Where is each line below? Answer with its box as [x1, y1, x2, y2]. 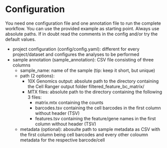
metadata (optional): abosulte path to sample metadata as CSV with [20, 126, 160, 132]
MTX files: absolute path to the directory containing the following [27, 89, 162, 95]
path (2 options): [20, 72, 55, 79]
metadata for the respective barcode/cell [20, 137, 105, 143]
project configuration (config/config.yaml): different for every [12, 46, 140, 52]
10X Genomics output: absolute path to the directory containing [27, 78, 159, 84]
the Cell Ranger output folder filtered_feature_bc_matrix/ [27, 83, 145, 89]
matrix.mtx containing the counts [35, 99, 104, 105]
